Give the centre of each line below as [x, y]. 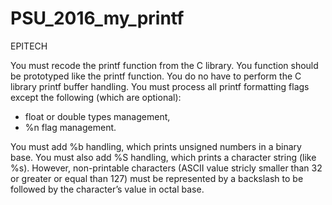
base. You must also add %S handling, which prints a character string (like [163, 157]
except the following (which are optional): [96, 97]
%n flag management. [70, 127]
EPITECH [29, 46]
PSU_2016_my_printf [97, 18]
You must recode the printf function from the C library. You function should [164, 65]
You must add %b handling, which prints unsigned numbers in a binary [156, 146]
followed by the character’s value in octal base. [107, 189]
